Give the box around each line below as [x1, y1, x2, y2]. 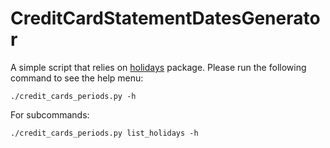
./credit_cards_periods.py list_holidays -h [10, 128, 199, 138]
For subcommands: [10, 108, 90, 121]
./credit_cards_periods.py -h [10, 91, 137, 101]
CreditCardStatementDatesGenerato [10, 7, 321, 30]
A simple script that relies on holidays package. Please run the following [10, 61, 307, 73]
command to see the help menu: [10, 72, 144, 84]
